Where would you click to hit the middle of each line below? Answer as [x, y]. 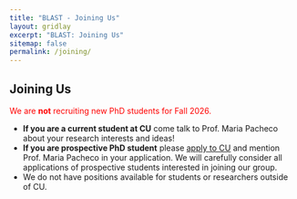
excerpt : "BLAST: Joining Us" [67, 35]
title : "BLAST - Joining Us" [65, 18]
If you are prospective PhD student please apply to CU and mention [151, 148]
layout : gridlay [40, 26]
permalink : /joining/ [51, 52]
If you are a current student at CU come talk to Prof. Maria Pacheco [150, 128]
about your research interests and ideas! [98, 138]
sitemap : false [38, 43]
